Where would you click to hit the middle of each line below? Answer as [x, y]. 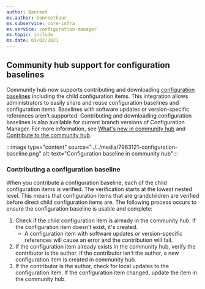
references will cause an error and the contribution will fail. [99, 240]
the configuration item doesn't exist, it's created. [76, 227]
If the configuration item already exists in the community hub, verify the [105, 247]
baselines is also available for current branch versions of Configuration [96, 122]
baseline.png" [24, 153]
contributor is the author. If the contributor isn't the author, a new [97, 253]
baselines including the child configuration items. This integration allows [97, 96]
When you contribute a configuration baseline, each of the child [87, 183]
